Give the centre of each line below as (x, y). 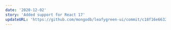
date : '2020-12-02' (26, 10)
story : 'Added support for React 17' (45, 15)
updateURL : (17, 19)
